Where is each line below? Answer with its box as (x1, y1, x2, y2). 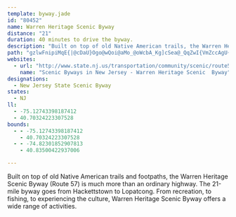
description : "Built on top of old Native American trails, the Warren (7, 43, 221, 50)
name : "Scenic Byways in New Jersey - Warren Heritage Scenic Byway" (20, 69, 231, 76)
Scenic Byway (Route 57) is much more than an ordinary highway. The (7, 180, 211, 188)
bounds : (7, 120, 30, 128)
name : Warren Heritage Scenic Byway (7, 23, 114, 30)
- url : (13, 62, 33, 69)
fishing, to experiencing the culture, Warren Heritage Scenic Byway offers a (7, 195, 226, 203)
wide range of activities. (7, 202, 77, 210)
